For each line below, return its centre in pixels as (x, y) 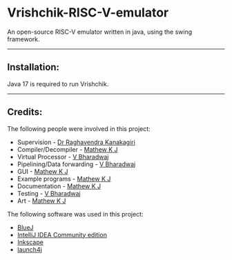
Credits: (25, 112)
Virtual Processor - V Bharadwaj (63, 157)
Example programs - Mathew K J (64, 179)
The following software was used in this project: (75, 214)
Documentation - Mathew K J (59, 186)
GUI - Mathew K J (42, 171)
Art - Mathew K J (41, 201)
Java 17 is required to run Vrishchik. (58, 83)
